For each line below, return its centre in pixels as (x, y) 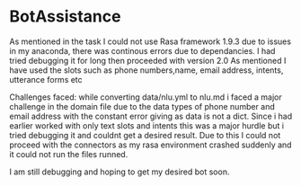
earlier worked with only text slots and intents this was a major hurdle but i (147, 125)
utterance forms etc (46, 79)
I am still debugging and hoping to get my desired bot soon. (120, 172)
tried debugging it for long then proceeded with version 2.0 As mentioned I (148, 60)
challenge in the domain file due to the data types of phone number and (142, 106)
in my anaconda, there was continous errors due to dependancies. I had (142, 50)
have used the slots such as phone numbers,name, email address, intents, (146, 70)
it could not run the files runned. (69, 154)
